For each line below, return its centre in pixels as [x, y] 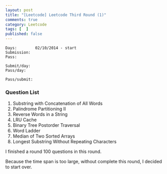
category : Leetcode [26, 24]
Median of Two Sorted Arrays [44, 136]
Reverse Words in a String [40, 114]
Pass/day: [16, 70]
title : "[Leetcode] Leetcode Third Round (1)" [56, 15]
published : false [24, 34]
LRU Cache [25, 120]
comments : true [22, 20]
